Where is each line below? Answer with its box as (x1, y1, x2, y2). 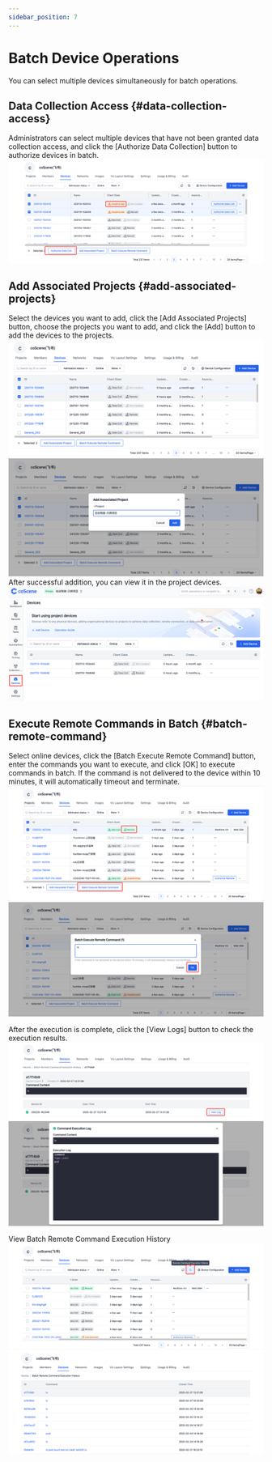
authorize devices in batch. (8, 151, 99, 160)
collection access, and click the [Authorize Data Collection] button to (8, 142, 238, 151)
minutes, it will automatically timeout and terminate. (8, 777, 181, 787)
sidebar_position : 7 (8, 13, 79, 21)
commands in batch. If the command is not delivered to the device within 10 (8, 768, 261, 778)
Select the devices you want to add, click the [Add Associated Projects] (8, 313, 247, 323)
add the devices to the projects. (8, 330, 115, 340)
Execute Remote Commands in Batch (8, 716, 199, 730)
